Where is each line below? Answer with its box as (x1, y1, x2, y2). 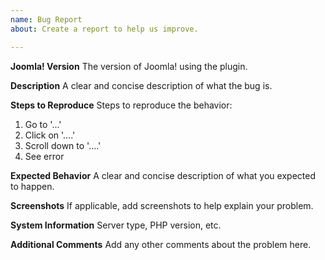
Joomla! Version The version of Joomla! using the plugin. (10, 60, 248, 72)
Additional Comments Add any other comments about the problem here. (10, 238, 312, 250)
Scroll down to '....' (24, 139, 102, 151)
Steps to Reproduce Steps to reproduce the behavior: (10, 99, 233, 111)
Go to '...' (24, 118, 62, 130)
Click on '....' (24, 129, 76, 141)
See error (24, 150, 65, 162)
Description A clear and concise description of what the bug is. (10, 79, 273, 91)
